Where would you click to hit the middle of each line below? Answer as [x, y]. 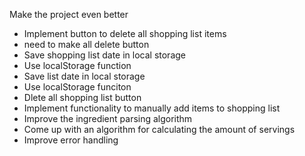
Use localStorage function [77, 65]
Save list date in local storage [84, 76]
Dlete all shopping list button [82, 97]
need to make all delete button [86, 44]
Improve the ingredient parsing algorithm [108, 118]
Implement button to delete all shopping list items [125, 33]
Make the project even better [69, 14]
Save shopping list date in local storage [105, 55]
